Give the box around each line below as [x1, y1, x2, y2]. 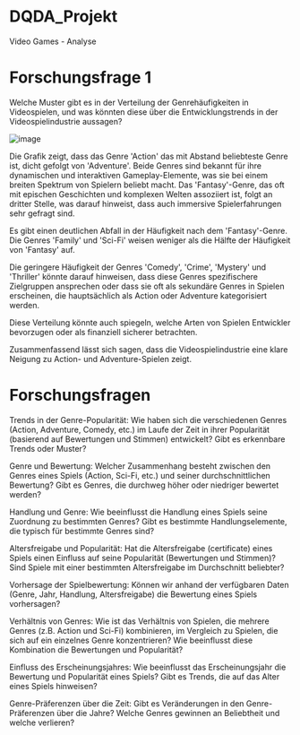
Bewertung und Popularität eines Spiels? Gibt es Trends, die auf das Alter [9, 670, 280, 682]
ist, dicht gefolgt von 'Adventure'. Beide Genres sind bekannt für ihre [9, 160, 262, 171]
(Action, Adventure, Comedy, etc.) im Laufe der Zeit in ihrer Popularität [9, 424, 270, 435]
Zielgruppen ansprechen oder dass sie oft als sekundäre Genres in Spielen [9, 281, 285, 291]
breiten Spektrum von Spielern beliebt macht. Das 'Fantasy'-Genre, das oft [9, 179, 285, 190]
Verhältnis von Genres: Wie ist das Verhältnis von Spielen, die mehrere [9, 616, 270, 627]
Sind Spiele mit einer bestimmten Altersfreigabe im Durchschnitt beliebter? [9, 562, 285, 573]
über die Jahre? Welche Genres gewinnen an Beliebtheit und [56, 707, 280, 718]
